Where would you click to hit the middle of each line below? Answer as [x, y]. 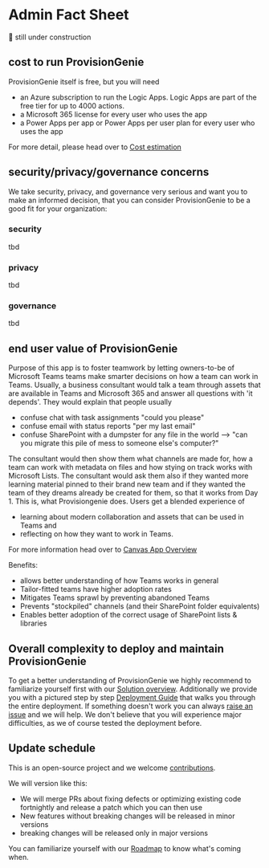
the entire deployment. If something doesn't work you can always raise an [130, 706]
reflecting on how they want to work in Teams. [97, 534]
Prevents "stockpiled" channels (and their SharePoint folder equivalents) [140, 606]
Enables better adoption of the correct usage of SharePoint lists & [128, 615]
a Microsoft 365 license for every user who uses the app [113, 114]
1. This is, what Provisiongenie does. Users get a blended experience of [126, 501]
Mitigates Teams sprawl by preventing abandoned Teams [115, 598]
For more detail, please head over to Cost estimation [95, 147]
